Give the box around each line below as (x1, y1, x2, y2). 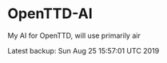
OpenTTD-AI (7, 5, 93, 23)
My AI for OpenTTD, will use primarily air (7, 31, 141, 40)
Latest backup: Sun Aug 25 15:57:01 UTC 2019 (7, 46, 160, 55)
